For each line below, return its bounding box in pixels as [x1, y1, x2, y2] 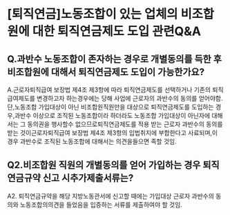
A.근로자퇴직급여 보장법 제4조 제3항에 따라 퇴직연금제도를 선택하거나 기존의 [7, 85, 211, 94]
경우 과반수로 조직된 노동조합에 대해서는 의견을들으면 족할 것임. [7, 137, 178, 145]
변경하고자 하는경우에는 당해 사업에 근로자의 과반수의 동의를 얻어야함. [37, 94, 223, 102]
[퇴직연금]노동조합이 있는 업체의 [7, 6, 178, 22]
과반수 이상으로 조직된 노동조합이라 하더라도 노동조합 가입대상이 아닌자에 [14, 112, 211, 119]
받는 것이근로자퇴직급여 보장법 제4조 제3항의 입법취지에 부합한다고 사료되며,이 [7, 129, 218, 136]
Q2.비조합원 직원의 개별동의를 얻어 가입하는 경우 [7, 159, 201, 171]
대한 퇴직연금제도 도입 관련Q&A [32, 23, 202, 39]
